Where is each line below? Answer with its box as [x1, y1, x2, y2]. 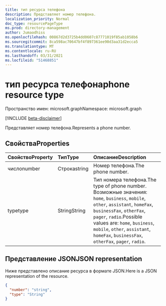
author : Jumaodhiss [5, 30, 45, 35]
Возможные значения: [93, 189, 147, 195]
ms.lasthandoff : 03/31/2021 [5, 53, 63, 58]
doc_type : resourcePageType [5, 21, 63, 26]
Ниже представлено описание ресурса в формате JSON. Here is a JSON [5, 268, 157, 274]
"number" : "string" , [9, 287, 52, 292]
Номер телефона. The [93, 162, 145, 169]
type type [7, 207, 29, 214]
